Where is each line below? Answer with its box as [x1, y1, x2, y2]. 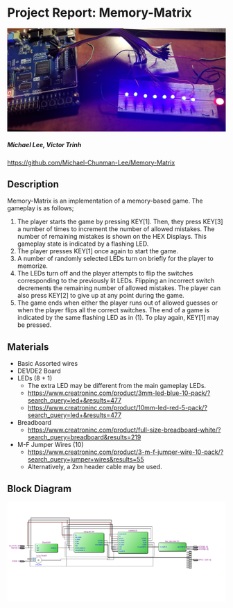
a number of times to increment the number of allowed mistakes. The [17, 225, 215, 233]
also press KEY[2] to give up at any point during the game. [17, 292, 185, 300]
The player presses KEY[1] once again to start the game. [17, 247, 179, 255]
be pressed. [17, 321, 52, 329]
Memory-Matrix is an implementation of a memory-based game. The [7, 196, 203, 205]
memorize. [17, 262, 49, 270]
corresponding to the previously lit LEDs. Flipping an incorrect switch [17, 276, 215, 285]
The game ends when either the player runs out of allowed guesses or [17, 298, 218, 307]
